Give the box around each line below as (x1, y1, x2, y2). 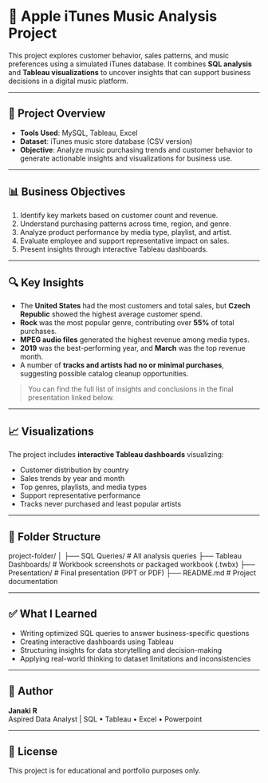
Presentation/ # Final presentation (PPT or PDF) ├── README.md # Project (8, 568, 257, 578)
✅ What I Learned (8, 607, 97, 621)
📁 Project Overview (8, 107, 106, 121)
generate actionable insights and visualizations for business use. (19, 153, 233, 163)
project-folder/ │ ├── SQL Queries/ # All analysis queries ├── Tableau (8, 551, 242, 560)
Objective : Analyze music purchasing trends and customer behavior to (19, 145, 253, 154)
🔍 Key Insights (8, 276, 85, 289)
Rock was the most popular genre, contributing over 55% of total (19, 318, 235, 328)
